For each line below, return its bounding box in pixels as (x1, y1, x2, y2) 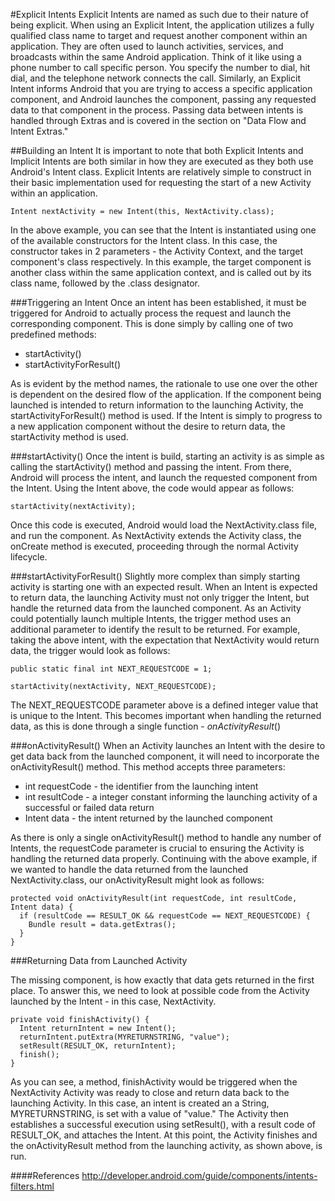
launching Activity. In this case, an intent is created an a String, (10, 1097, 270, 1109)
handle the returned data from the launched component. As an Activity (10, 602, 302, 614)
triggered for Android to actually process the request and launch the (10, 307, 292, 319)
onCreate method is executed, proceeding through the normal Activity (10, 540, 299, 552)
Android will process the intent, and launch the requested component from (10, 472, 318, 483)
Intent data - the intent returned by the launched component (24, 812, 273, 824)
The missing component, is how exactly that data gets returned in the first (10, 974, 315, 986)
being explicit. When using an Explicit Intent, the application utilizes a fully (10, 19, 315, 31)
